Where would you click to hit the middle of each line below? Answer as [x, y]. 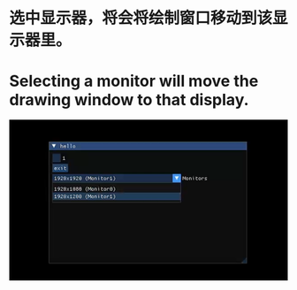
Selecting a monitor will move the [134, 81]
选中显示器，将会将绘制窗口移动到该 [141, 18]
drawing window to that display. [129, 100]
